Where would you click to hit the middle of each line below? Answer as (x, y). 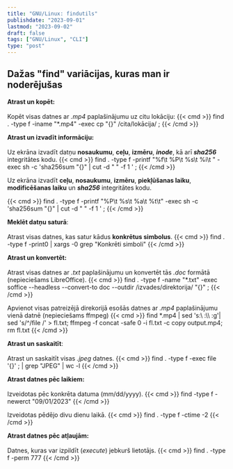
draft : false (26, 33)
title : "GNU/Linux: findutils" (53, 14)
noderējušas (35, 85)
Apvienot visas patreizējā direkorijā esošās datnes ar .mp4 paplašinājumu (112, 308)
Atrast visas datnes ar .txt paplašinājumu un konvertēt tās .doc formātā (109, 272)
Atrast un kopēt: (31, 101)
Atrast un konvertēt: (37, 257)
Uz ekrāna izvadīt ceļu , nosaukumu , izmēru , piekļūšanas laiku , (99, 180)
